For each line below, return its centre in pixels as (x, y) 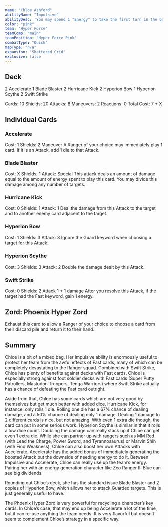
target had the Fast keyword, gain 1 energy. (49, 296)
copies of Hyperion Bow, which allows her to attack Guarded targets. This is (83, 488)
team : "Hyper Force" (27, 29)
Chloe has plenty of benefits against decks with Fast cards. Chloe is (75, 373)
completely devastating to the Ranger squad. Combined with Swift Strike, (80, 367)
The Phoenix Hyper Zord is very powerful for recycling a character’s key (79, 503)
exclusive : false (23, 56)
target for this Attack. (27, 243)
